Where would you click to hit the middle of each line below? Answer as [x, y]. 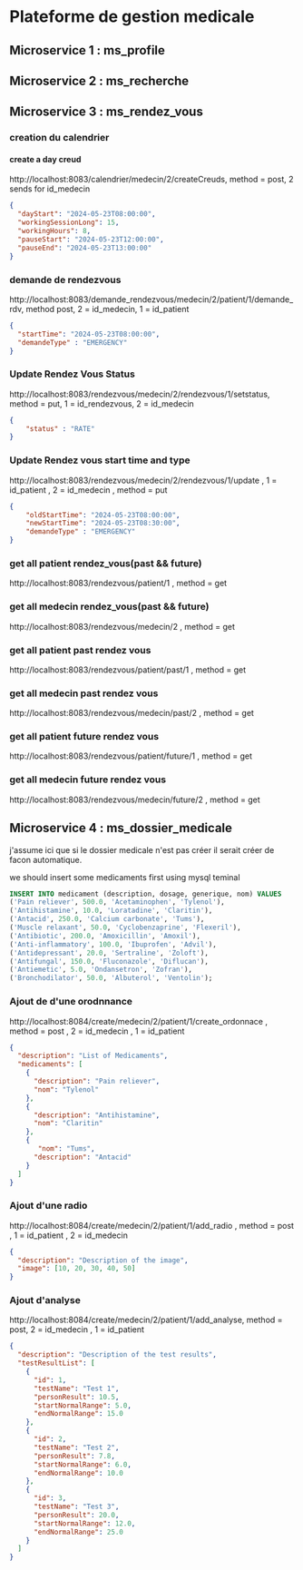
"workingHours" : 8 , [54, 231]
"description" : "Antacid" [82, 1157]
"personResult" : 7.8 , [74, 1456]
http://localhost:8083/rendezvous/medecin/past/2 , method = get [132, 713]
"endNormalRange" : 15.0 [78, 1414]
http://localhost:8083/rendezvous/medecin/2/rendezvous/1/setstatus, [140, 394]
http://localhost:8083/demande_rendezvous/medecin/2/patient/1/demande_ [151, 299]
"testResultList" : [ [56, 1363]
